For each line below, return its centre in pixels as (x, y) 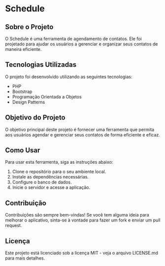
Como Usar (23, 151)
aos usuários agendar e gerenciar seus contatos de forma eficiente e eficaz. (82, 134)
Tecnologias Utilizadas (41, 65)
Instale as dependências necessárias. (50, 177)
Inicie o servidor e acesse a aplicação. (51, 187)
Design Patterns (29, 102)
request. (14, 225)
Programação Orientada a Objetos (47, 96)
